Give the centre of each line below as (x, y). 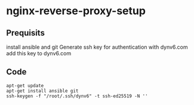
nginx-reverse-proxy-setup (76, 11)
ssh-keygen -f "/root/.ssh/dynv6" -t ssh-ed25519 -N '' (77, 96)
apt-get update (25, 85)
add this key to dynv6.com (39, 53)
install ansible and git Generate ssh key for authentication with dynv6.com (97, 47)
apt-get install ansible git (42, 91)
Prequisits (25, 33)
